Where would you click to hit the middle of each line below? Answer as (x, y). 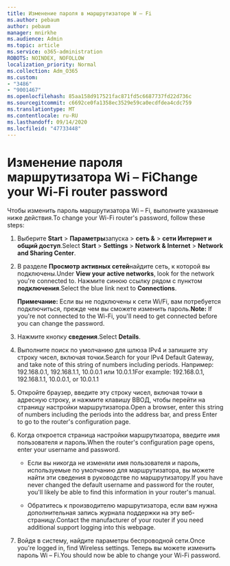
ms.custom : (23, 77)
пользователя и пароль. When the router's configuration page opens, (116, 442)
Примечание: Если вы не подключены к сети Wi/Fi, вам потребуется (119, 302)
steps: (16, 225)
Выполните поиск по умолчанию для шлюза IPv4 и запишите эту (112, 350)
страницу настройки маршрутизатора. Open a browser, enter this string (120, 407)
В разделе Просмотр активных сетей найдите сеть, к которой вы (114, 267)
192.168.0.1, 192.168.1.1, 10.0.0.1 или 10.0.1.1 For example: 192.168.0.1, (111, 372)
